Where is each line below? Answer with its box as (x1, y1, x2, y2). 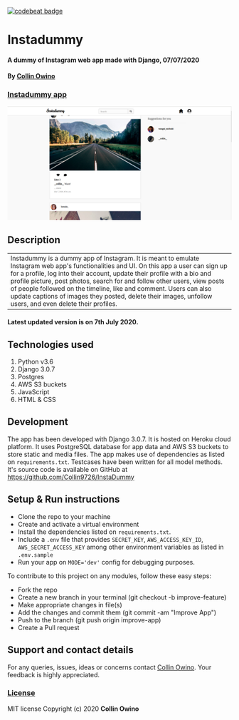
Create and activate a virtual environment (17, 520, 139, 528)
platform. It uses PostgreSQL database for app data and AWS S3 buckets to (7, 442, 229, 451)
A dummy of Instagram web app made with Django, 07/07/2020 (7, 56, 200, 64)
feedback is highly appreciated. (7, 670, 100, 679)
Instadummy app (7, 90, 68, 100)
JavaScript (17, 388, 50, 396)
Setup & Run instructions (7, 493, 120, 505)
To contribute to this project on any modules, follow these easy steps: (7, 571, 212, 580)
